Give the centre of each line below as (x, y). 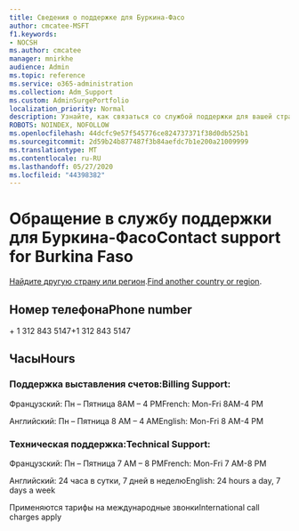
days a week (32, 490)
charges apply (36, 517)
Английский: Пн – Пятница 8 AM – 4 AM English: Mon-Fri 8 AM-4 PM (137, 421)
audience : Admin (39, 68)
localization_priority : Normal (67, 109)
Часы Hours (42, 359)
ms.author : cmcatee (45, 51)
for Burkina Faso (71, 257)
